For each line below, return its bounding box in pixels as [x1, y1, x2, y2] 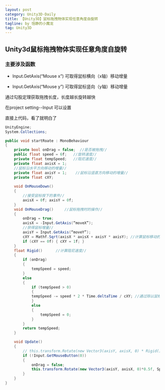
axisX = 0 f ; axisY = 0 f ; [23, 197, 74, 202]
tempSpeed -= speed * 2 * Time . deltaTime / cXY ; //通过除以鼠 [31, 294, 158, 299]
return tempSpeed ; [23, 326, 60, 331]
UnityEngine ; [5, 125, 32, 130]
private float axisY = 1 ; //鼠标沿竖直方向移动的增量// [14, 170, 129, 175]
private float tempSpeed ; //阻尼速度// [14, 157, 97, 162]
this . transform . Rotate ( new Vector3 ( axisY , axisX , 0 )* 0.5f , [31, 367, 155, 372]
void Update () [14, 339, 43, 345]
